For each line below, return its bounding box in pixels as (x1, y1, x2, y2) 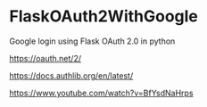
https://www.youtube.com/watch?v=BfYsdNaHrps (9, 87, 194, 98)
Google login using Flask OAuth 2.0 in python (9, 36, 176, 46)
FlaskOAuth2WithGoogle (9, 6, 199, 27)
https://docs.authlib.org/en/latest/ (9, 70, 134, 81)
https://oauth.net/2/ (9, 53, 82, 63)
